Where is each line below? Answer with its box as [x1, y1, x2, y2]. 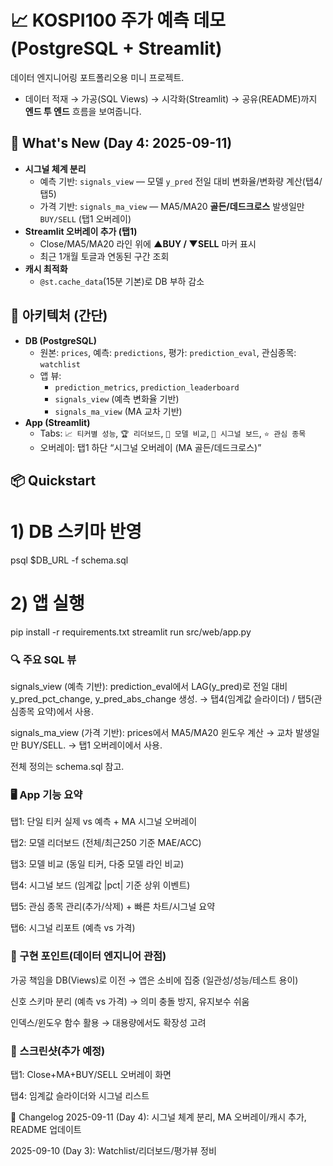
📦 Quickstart [10, 472, 97, 489]
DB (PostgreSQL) [24, 334, 97, 346]
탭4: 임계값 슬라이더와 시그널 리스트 [10, 1090, 150, 1102]
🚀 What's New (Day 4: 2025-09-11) [10, 135, 233, 152]
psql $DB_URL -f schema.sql [10, 554, 129, 566]
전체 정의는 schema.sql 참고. [10, 761, 125, 773]
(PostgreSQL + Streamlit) [10, 37, 223, 60]
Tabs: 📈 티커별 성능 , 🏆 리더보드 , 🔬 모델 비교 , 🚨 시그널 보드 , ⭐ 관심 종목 [39, 427, 307, 439]
